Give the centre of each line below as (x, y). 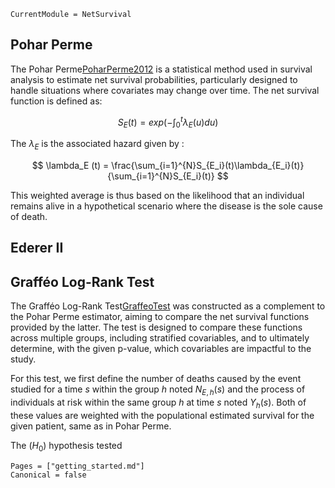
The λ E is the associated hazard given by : (97, 145)
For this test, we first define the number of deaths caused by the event (156, 379)
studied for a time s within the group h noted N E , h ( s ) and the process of (158, 390)
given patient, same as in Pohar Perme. (91, 426)
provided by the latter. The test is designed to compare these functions (156, 327)
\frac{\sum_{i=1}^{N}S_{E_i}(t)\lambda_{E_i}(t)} (208, 166)
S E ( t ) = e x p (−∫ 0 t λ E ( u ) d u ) (168, 122)
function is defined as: (56, 101)
